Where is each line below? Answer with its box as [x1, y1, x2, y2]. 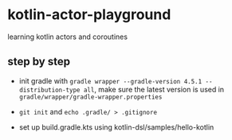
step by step [7, 55, 71, 68]
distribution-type [18, 86, 81, 94]
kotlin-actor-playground [7, 6, 171, 24]
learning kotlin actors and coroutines [7, 32, 128, 41]
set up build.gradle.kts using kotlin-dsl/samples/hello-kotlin [18, 122, 214, 132]
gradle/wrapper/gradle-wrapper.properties [18, 93, 163, 101]
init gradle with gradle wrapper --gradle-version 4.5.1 [18, 76, 203, 85]
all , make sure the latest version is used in [83, 84, 225, 94]
